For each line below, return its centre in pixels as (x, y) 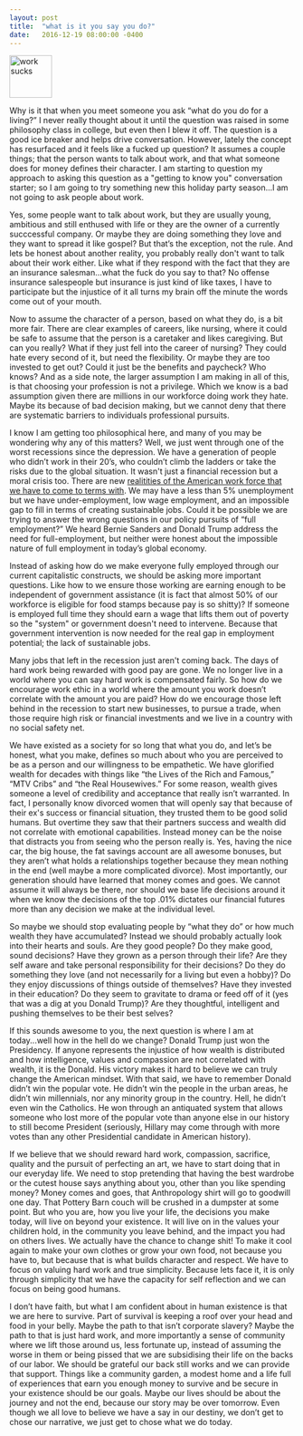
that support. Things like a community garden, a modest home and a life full (150, 1374)
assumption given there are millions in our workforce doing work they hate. (149, 396)
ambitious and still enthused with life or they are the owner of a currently (145, 225)
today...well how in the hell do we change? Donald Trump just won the (139, 1041)
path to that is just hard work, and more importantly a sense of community (147, 1335)
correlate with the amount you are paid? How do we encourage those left (146, 699)
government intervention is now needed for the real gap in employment (142, 633)
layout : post (34, 18)
